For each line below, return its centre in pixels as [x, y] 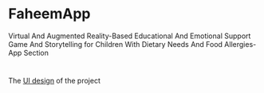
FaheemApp [49, 14]
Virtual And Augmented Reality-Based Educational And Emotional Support [130, 36]
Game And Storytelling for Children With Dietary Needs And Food [116, 44]
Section [36, 52]
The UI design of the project [55, 81]
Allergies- [240, 44]
